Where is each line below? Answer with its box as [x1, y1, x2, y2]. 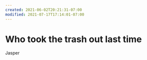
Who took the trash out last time [5, 33, 142, 45]
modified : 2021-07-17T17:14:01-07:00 [5, 12, 85, 17]
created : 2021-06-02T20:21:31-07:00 [5, 7, 82, 12]
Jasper [5, 50, 20, 56]
